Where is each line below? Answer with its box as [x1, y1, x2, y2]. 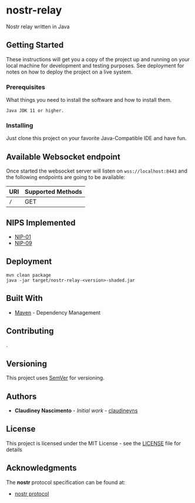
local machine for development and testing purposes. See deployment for [6, 62, 184, 69]
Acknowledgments [6, 463, 78, 473]
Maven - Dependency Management [14, 309, 101, 316]
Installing [6, 121, 33, 130]
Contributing [6, 326, 54, 336]
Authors [6, 391, 37, 401]
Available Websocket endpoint [6, 151, 120, 162]
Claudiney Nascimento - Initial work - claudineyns [14, 407, 138, 414]
